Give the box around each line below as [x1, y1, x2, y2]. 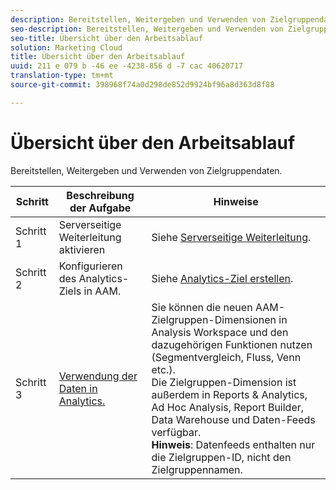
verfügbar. [151, 425, 202, 439]
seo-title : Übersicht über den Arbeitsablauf [10, 33, 203, 43]
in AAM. [83, 284, 122, 298]
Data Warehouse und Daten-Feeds [151, 412, 316, 426]
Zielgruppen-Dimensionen [151, 312, 277, 326]
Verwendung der [58, 369, 138, 383]
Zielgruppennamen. [151, 462, 243, 476]
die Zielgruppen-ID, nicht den [151, 450, 292, 464]
